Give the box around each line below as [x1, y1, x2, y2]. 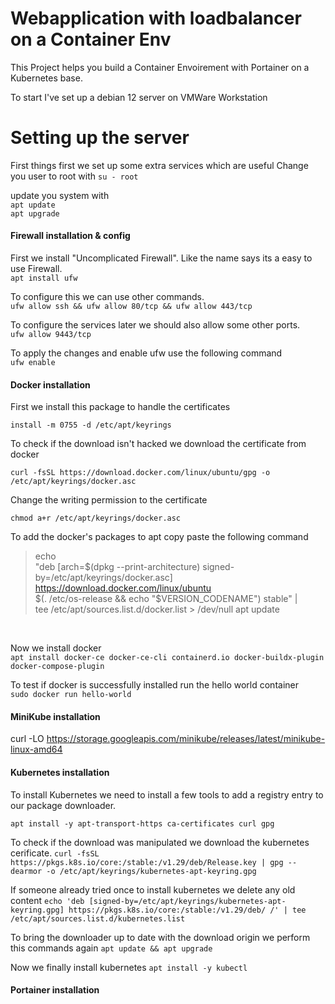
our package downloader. [10, 799, 117, 811]
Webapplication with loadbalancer [10, 7, 302, 30]
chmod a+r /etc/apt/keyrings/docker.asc [10, 513, 182, 524]
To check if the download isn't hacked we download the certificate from [10, 438, 307, 450]
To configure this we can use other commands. [10, 291, 205, 303]
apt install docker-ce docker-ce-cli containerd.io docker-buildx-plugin [10, 653, 325, 663]
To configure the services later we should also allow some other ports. [10, 319, 301, 331]
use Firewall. [10, 263, 63, 275]
